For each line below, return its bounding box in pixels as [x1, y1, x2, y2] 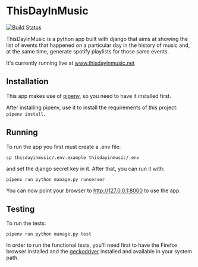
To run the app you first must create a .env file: [6, 143, 121, 150]
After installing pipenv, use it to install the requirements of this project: [6, 104, 178, 111]
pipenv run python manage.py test [6, 231, 92, 237]
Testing [6, 204, 35, 214]
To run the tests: [6, 220, 46, 227]
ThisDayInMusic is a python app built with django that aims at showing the [6, 35, 188, 42]
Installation [6, 77, 49, 87]
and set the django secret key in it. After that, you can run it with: [6, 165, 165, 172]
